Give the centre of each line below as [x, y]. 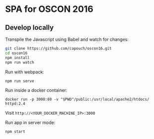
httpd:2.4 [15, 104]
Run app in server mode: [30, 123]
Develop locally [29, 28]
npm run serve [20, 81]
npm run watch [20, 62]
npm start [15, 132]
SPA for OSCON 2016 [49, 9]
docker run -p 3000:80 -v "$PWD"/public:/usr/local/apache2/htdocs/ [77, 100]
